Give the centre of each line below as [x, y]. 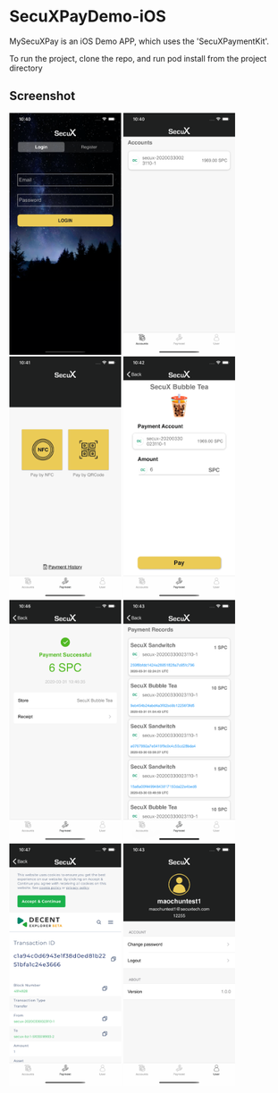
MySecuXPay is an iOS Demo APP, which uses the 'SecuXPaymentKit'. [139, 41]
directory [26, 68]
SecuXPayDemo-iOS [88, 17]
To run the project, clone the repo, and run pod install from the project [138, 58]
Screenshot [42, 96]
